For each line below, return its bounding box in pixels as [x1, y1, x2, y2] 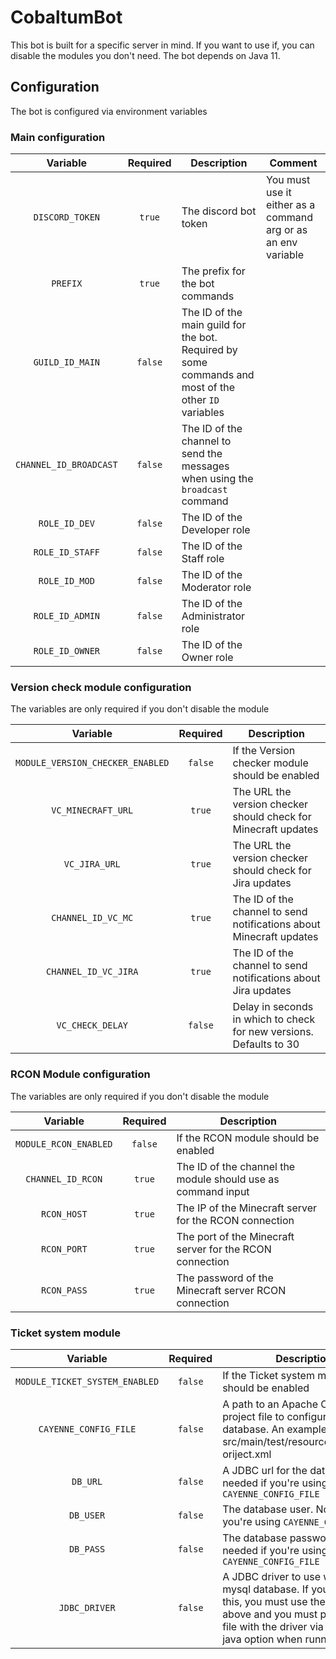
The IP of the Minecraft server [176, 1201, 318, 1215]
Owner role [181, 651, 234, 665]
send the [181, 447, 223, 461]
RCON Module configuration [10, 1067, 151, 1081]
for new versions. [232, 1025, 314, 1039]
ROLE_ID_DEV [38, 518, 95, 530]
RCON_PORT [40, 1243, 88, 1255]
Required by [181, 343, 238, 357]
